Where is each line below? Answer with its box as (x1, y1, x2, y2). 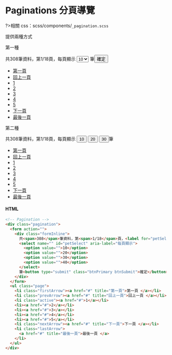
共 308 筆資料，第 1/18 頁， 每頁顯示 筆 (5, 56, 95, 62)
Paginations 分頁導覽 (5, 5, 95, 16)
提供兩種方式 (5, 33, 32, 39)
